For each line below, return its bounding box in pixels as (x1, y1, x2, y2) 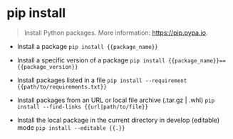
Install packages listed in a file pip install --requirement (16, 76, 187, 84)
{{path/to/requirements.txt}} (16, 83, 108, 90)
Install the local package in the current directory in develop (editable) (16, 116, 220, 124)
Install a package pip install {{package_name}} (16, 42, 158, 50)
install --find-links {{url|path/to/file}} (16, 103, 149, 111)
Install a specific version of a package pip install (16, 55, 165, 65)
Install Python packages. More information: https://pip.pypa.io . (24, 28, 208, 37)
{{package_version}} (16, 63, 78, 70)
